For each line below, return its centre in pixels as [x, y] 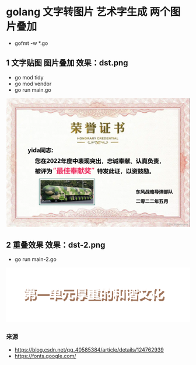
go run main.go [33, 90]
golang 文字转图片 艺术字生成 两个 [88, 12]
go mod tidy [29, 77]
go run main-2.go [35, 259]
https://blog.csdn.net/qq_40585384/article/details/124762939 [89, 350]
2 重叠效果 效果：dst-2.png [56, 245]
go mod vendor [33, 84]
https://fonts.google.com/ [45, 356]
